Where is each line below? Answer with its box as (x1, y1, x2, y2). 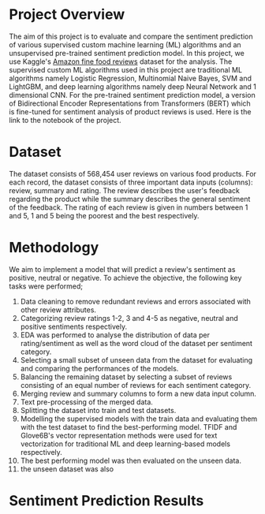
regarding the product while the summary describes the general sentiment (9, 194, 251, 203)
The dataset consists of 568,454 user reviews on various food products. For (9, 169, 257, 178)
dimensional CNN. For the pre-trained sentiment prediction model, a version (9, 90, 256, 99)
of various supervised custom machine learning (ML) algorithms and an (9, 39, 241, 49)
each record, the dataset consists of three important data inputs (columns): (9, 177, 253, 187)
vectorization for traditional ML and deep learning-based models (20, 439, 231, 449)
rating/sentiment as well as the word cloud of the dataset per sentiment (20, 338, 253, 348)
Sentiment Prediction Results (9, 492, 204, 509)
